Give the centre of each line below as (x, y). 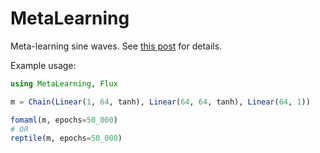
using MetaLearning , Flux (64, 83)
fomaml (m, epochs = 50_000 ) (64, 120)
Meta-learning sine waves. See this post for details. (116, 46)
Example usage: (43, 65)
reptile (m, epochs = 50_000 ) (66, 138)
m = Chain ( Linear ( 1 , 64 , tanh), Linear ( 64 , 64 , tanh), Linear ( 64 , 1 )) (160, 102)
